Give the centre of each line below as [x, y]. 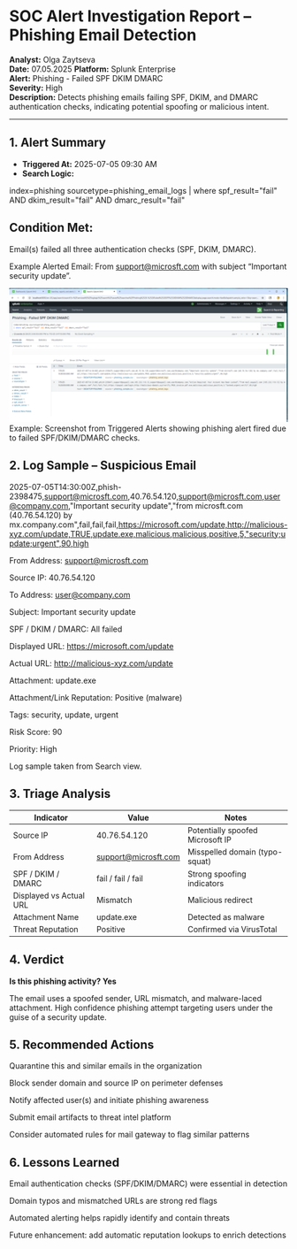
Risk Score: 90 [36, 732]
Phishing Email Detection [103, 35]
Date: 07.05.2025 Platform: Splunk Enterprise [93, 69]
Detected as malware [226, 917]
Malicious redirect [220, 900]
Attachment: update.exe [53, 680]
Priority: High [33, 748]
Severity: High [36, 88]
